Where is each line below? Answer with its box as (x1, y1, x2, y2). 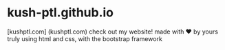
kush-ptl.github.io (7, 5, 114, 21)
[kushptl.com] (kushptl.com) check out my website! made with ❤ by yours (7, 27, 219, 36)
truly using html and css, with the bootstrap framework (7, 34, 163, 42)
